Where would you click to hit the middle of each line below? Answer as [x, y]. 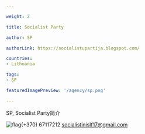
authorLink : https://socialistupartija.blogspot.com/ [73, 48]
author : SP [19, 38]
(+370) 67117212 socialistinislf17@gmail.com [75, 124]
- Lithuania [20, 64]
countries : [19, 59]
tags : [13, 75]
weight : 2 [18, 16]
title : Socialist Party [35, 27]
